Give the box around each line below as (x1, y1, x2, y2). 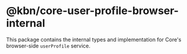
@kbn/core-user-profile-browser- (6, 4, 179, 18)
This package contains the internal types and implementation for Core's (6, 36, 182, 43)
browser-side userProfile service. (6, 42, 91, 49)
